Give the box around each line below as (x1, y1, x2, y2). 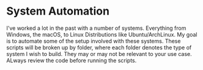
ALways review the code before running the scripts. (6, 57, 137, 64)
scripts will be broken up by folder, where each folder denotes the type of (6, 44, 192, 51)
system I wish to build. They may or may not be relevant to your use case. (6, 50, 193, 57)
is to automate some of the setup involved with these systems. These (6, 37, 181, 44)
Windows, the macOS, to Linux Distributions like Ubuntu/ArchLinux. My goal (6, 30, 197, 38)
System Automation (6, 4, 110, 18)
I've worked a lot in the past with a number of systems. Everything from (6, 24, 186, 32)
